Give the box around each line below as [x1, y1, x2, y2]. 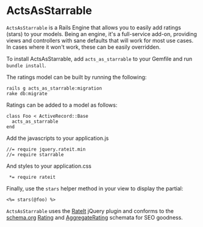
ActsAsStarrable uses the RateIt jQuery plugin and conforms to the [6, 207, 174, 214]
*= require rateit [9, 174, 56, 180]
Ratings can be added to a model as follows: [6, 101, 118, 109]
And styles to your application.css [6, 162, 91, 170]
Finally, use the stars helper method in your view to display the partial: [6, 184, 183, 192]
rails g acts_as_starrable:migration [6, 85, 102, 92]
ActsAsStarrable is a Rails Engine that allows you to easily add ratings [6, 24, 182, 31]
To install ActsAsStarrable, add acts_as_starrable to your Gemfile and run [6, 55, 193, 62]
